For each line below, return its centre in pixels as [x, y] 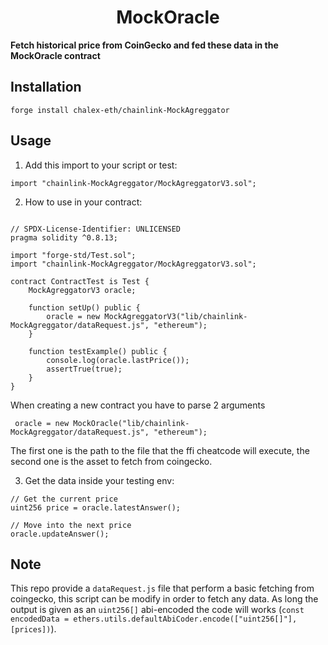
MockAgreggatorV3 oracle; [82, 290]
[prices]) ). [33, 629]
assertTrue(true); [84, 369]
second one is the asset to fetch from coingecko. [111, 461]
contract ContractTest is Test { [80, 281]
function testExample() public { [98, 351]
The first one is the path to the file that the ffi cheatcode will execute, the [160, 450]
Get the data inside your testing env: [99, 480]
